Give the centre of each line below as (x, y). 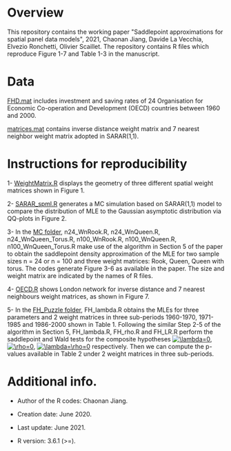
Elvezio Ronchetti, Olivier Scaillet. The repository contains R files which (108, 46)
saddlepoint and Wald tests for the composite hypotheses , (110, 339)
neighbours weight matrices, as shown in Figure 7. (78, 296)
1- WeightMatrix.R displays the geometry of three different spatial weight (110, 183)
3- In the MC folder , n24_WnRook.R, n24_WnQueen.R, (84, 232)
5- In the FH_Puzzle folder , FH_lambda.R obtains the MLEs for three (103, 310)
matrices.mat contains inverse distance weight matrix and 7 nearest (103, 128)
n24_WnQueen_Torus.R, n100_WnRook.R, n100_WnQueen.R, (92, 239)
